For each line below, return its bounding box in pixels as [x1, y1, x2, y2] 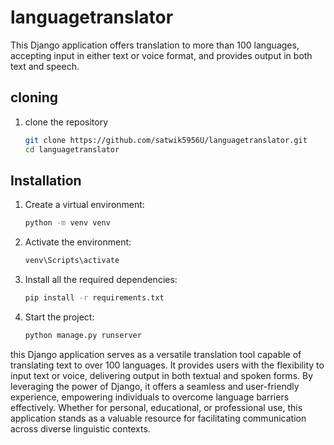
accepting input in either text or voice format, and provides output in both [10, 49, 313, 61]
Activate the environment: [24, 236, 132, 248]
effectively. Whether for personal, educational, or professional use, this [10, 401, 303, 413]
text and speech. [10, 60, 80, 72]
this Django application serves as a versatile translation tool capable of [10, 348, 302, 360]
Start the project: [24, 311, 95, 323]
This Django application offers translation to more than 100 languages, [10, 39, 300, 51]
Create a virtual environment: [24, 199, 145, 211]
